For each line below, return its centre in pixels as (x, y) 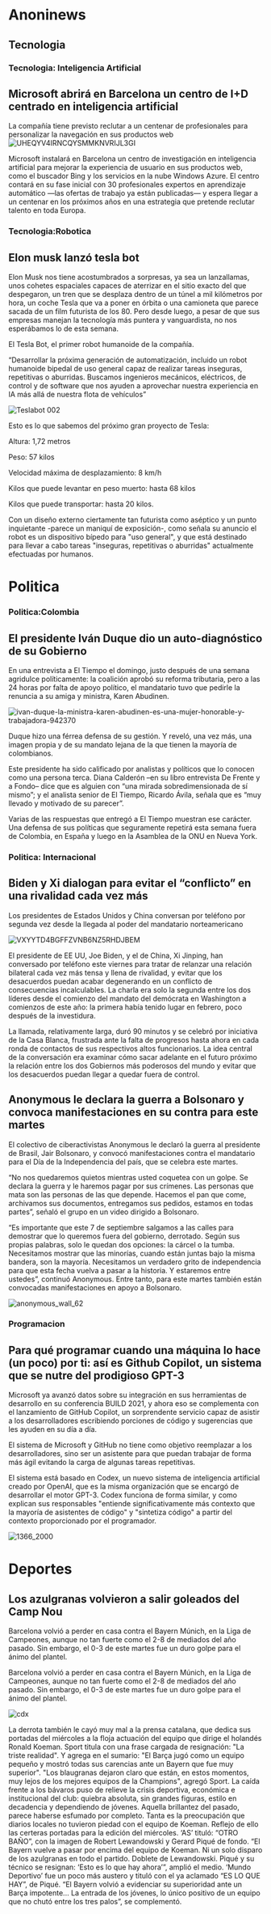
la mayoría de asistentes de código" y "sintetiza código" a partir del (120, 1512)
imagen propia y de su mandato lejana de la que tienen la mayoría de (123, 744)
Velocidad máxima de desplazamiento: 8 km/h (85, 473)
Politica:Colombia (44, 612)
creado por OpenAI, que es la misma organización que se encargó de (124, 1487)
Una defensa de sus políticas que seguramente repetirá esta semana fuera (132, 828)
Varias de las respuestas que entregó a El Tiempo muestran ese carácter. (130, 819)
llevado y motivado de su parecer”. (66, 803)
